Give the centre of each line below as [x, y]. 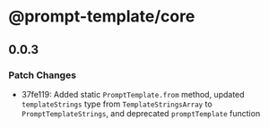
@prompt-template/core [102, 17]
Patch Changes [43, 75]
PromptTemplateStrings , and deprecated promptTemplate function [141, 113]
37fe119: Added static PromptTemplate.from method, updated [133, 94]
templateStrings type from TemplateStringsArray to [117, 104]
